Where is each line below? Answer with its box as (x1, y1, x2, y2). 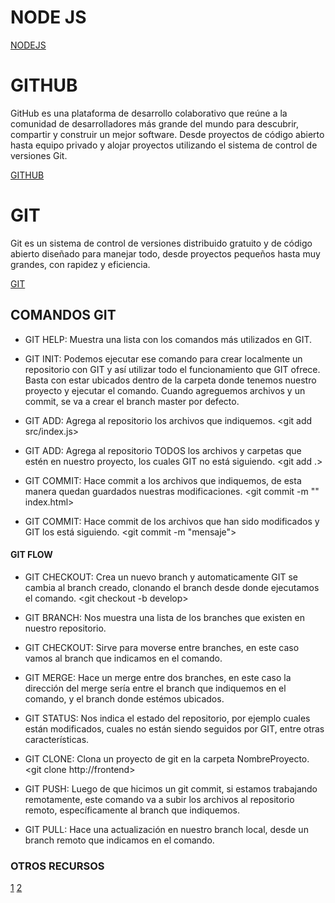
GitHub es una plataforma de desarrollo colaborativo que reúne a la (10, 107, 288, 119)
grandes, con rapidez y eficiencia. (10, 258, 151, 270)
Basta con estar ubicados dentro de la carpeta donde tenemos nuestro (24, 374, 317, 386)
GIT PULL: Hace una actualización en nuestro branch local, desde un (24, 823, 309, 835)
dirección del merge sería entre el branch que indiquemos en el (24, 682, 287, 694)
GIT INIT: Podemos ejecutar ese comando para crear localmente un (24, 352, 303, 365)
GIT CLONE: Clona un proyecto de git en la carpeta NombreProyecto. (24, 752, 310, 765)
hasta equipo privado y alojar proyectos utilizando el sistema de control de (10, 139, 318, 151)
